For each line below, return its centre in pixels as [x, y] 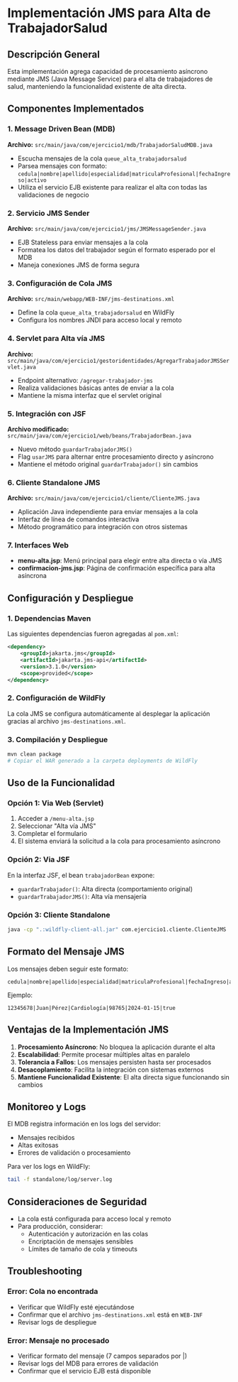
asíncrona [32, 576]
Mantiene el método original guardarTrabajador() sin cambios [108, 464]
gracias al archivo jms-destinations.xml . [67, 721]
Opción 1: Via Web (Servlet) [56, 803]
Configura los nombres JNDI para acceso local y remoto [100, 320]
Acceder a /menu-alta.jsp [56, 819]
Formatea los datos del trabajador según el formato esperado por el [117, 249]
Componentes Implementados [76, 109]
